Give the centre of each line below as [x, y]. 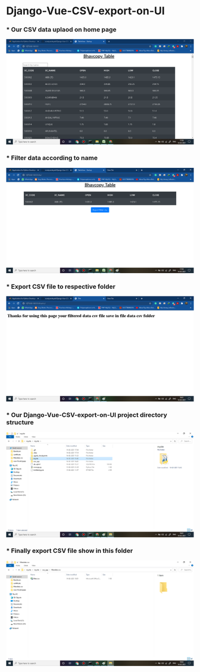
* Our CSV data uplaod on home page [62, 30]
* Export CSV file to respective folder [61, 286]
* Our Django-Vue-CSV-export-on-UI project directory [87, 415]
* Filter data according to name [52, 158]
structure [20, 422]
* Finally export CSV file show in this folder [70, 551]
